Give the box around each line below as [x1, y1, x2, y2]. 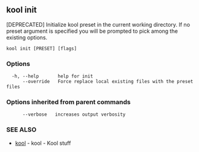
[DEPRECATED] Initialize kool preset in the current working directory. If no [6, 21, 191, 28]
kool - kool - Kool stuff [15, 139, 71, 147]
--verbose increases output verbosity [22, 111, 126, 117]
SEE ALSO [6, 125, 37, 134]
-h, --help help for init [11, 73, 94, 79]
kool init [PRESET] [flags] [6, 45, 77, 51]
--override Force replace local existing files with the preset [22, 79, 194, 85]
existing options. [6, 33, 48, 41]
